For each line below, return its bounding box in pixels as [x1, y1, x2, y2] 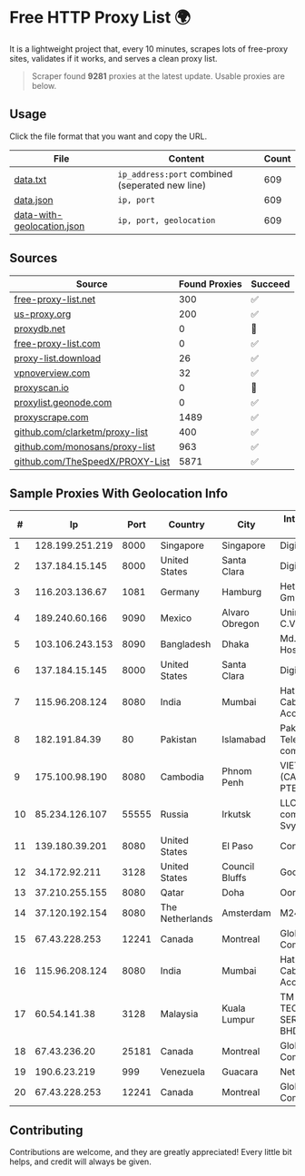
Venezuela [160, 1065, 206, 1078]
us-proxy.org [14, 308, 72, 320]
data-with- [14, 208, 64, 220]
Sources [9, 250, 58, 266]
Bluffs [221, 872, 247, 885]
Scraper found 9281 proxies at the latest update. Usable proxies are [31, 70, 286, 82]
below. [31, 80, 57, 91]
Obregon [221, 618, 261, 631]
